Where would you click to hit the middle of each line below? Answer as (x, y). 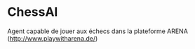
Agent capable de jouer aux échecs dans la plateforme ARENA (97, 31)
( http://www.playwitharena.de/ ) (53, 38)
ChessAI (33, 12)
